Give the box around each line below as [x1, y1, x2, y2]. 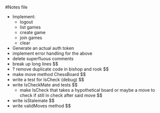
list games [19, 24, 41, 30]
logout [19, 19, 33, 25]
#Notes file [5, 4, 28, 10]
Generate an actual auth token [12, 45, 74, 51]
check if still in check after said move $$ [19, 92, 103, 98]
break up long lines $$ [12, 61, 58, 67]
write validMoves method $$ [12, 103, 71, 109]
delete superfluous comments [12, 56, 74, 61]
